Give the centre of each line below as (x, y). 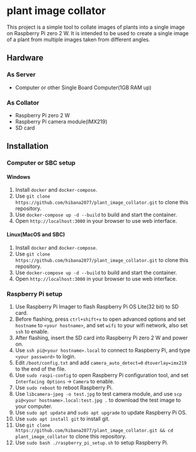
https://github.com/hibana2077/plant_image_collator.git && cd (94, 430)
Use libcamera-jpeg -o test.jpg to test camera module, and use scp (99, 393)
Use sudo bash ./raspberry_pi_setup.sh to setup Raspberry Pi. (92, 442)
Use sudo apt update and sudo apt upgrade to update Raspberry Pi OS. (101, 412)
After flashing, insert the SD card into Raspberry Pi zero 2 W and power (102, 338)
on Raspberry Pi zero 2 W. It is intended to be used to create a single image (98, 33)
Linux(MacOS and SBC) (36, 235)
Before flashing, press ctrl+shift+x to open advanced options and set (100, 319)
